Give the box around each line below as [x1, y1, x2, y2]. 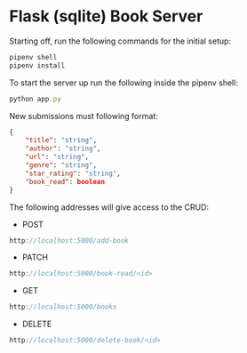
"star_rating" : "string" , [25, 169, 122, 178]
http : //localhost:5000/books [9, 302, 117, 312]
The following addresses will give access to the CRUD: [9, 202, 210, 213]
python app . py [9, 94, 62, 103]
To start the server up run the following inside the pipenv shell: [9, 77, 238, 88]
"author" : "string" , [25, 144, 101, 153]
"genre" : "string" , [25, 161, 98, 170]
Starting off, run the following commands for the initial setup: [9, 36, 232, 46]
